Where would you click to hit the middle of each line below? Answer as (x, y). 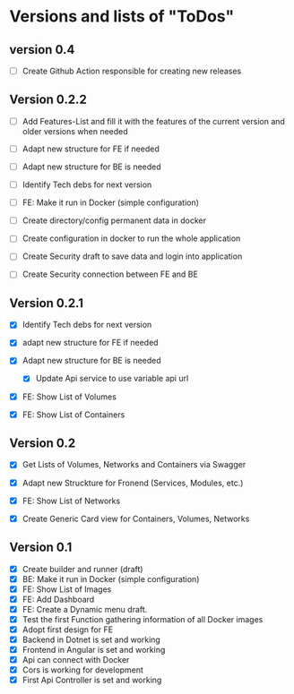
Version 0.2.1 (46, 303)
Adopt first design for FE (68, 630)
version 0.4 (42, 50)
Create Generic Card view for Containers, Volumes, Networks (136, 518)
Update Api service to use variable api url (112, 379)
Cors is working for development (82, 670)
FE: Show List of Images (67, 589)
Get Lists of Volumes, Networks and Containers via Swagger (134, 465)
